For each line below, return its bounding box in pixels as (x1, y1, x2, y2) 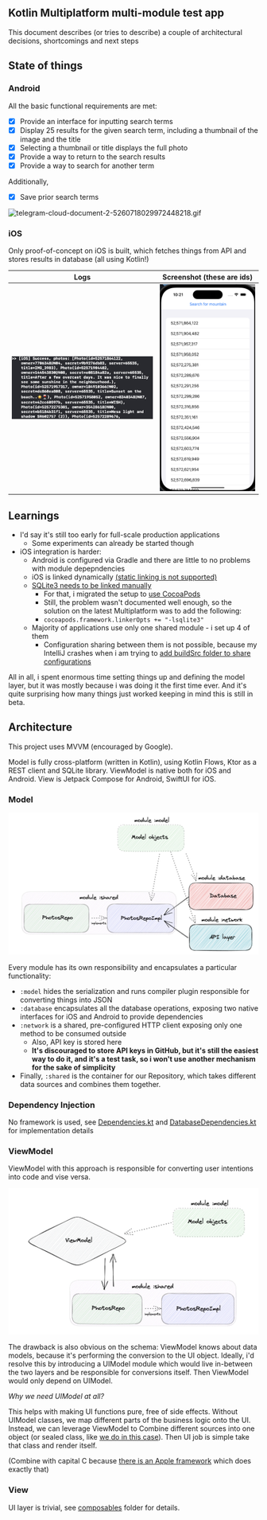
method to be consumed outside (19, 1028, 127, 1038)
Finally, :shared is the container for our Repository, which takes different (19, 1070, 257, 1081)
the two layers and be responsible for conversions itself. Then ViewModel (8, 1368, 249, 1378)
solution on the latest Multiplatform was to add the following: (43, 606, 242, 616)
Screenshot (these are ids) (162, 272, 253, 282)
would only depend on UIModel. (8, 1376, 113, 1386)
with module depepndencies (31, 564, 126, 574)
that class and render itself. (8, 1440, 98, 1451)
